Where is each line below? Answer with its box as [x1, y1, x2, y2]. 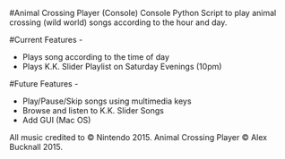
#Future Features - [9, 79, 79, 88]
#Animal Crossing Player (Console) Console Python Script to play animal [9, 8, 277, 18]
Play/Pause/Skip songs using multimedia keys [22, 96, 192, 106]
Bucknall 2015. [9, 142, 63, 152]
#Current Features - [9, 35, 83, 45]
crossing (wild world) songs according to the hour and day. [9, 17, 228, 28]
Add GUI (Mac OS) [22, 115, 91, 125]
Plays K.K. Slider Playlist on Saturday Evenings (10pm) [22, 62, 222, 71]
